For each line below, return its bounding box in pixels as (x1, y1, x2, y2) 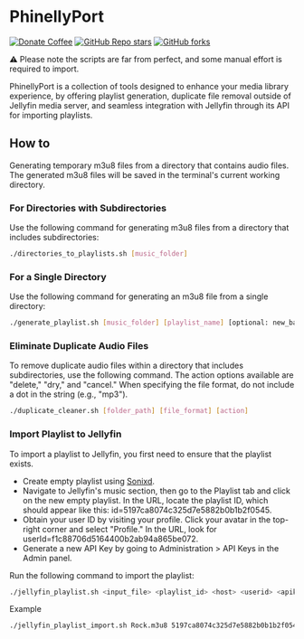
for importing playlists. (9, 109, 93, 120)
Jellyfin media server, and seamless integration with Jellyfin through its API (9, 99, 290, 110)
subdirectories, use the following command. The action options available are (9, 370, 294, 381)
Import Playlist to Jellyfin (9, 428, 122, 440)
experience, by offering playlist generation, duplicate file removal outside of (9, 90, 291, 101)
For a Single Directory (9, 270, 107, 283)
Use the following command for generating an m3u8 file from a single (9, 291, 269, 302)
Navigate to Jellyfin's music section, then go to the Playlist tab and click (22, 485, 291, 496)
